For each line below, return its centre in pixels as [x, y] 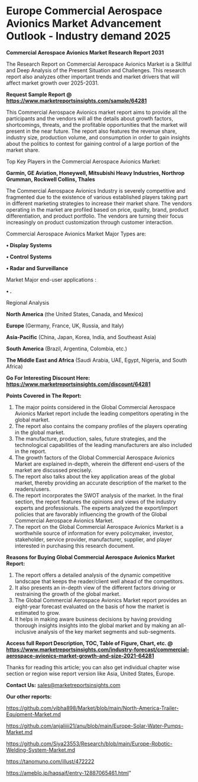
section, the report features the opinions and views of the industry [95, 502]
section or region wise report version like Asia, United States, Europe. [91, 674]
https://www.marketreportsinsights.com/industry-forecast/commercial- [98, 649]
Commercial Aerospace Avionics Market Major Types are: [76, 234]
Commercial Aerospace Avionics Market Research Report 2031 [85, 52]
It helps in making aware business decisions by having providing [93, 619]
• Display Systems [29, 245]
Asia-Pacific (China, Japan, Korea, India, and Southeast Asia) [81, 337]
